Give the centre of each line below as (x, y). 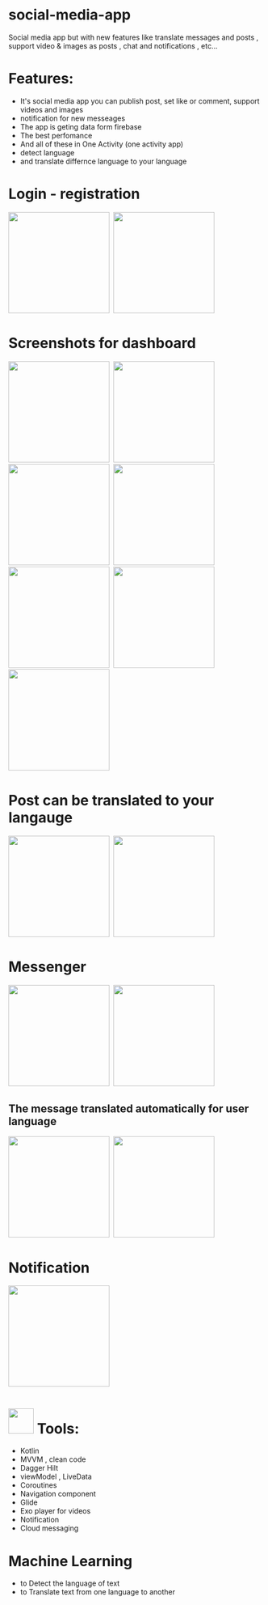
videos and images (51, 109)
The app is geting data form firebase (81, 126)
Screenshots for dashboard (102, 343)
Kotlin (29, 1451)
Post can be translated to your (111, 800)
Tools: (58, 1428)
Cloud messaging (49, 1528)
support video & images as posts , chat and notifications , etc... (113, 45)
